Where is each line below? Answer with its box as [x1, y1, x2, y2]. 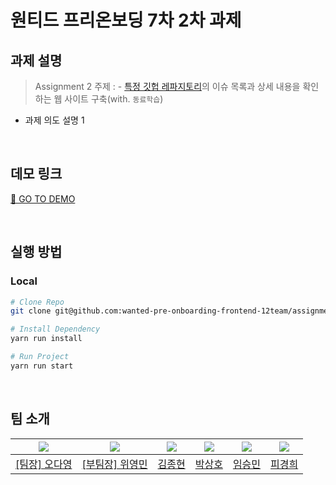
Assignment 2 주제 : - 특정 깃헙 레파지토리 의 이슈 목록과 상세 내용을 [34, 81, 301, 92]
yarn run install [10, 334, 83, 344]
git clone [10, 306, 52, 316]
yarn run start [10, 361, 74, 371]
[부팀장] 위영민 [81, 457, 148, 471]
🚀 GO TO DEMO [10, 192, 76, 205]
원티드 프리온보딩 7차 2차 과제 [10, 9, 242, 32]
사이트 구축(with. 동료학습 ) [64, 93, 164, 105]
